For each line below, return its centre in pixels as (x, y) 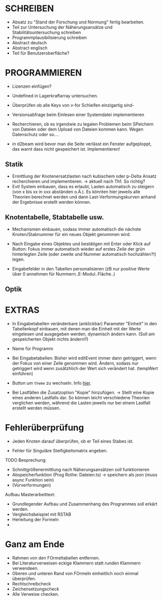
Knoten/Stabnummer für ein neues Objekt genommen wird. (71, 234)
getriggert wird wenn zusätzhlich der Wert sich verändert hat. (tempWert (85, 368)
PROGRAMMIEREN (44, 73)
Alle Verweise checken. (36, 594)
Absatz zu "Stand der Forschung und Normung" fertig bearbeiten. (78, 22)
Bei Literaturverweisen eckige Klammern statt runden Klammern (76, 563)
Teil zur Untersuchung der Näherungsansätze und (62, 27)
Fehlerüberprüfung (45, 428)
